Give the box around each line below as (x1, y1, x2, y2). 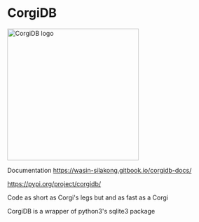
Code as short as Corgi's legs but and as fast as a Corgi (7, 193, 168, 202)
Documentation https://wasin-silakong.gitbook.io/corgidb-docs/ (7, 166, 192, 174)
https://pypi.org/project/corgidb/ (7, 179, 102, 188)
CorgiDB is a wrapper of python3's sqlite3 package (7, 207, 156, 215)
